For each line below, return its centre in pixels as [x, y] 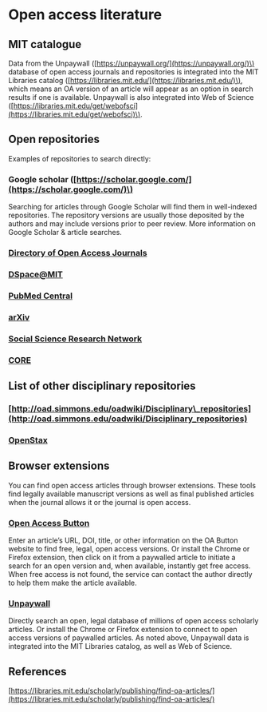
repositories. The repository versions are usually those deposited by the [126, 215]
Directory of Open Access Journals [78, 253]
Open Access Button [49, 523]
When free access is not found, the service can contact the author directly [130, 574]
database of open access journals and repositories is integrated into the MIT [133, 72]
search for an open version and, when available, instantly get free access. [130, 566]
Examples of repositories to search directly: [80, 158]
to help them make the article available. [73, 583]
